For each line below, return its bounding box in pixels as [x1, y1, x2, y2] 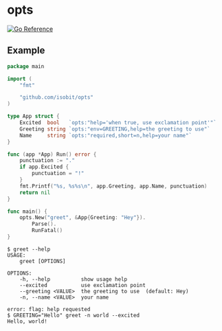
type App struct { [7, 113, 60, 120]
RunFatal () [32, 227, 63, 234]
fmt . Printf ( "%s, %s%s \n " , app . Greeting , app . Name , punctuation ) [19, 183, 208, 190]
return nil [19, 189, 51, 196]
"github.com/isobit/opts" [19, 94, 94, 101]
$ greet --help [7, 246, 51, 253]
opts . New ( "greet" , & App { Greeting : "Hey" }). [19, 214, 146, 221]
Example [7, 45, 45, 56]
